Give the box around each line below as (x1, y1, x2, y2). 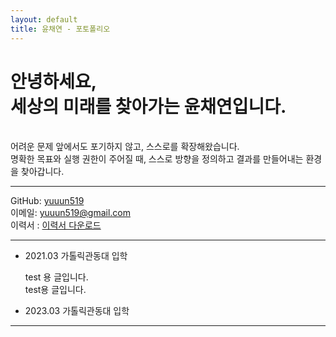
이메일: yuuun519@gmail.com (10, 207, 131, 219)
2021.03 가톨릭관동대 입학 (24, 250, 128, 262)
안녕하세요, (10, 70, 98, 93)
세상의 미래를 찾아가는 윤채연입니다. (10, 95, 287, 118)
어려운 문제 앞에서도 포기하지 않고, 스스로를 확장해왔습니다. (10, 141, 240, 153)
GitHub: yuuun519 (10, 195, 85, 207)
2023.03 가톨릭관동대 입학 (24, 305, 130, 317)
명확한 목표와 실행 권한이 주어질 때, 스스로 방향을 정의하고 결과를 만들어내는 (10, 153, 304, 165)
